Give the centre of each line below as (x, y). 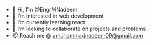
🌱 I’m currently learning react (48, 22)
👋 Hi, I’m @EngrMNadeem (45, 9)
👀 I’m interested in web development (58, 16)
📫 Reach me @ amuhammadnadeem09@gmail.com (78, 36)
